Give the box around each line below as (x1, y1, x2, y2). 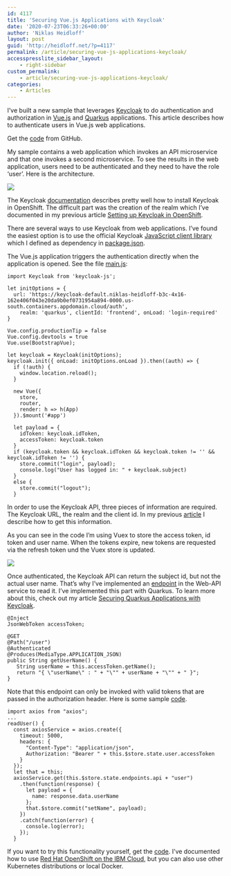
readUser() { (7, 720, 45, 727)
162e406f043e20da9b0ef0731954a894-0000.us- (7, 297, 135, 304)
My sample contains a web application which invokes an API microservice (7, 148, 218, 156)
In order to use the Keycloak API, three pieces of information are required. (7, 503, 218, 512)
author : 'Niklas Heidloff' (7, 29, 85, 37)
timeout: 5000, (19, 732, 64, 740)
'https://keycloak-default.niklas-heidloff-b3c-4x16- (28, 291, 187, 298)
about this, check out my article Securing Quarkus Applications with (7, 594, 201, 602)
